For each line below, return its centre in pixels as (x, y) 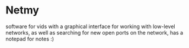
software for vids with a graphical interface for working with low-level (90, 26)
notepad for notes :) (30, 39)
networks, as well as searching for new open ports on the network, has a (94, 32)
